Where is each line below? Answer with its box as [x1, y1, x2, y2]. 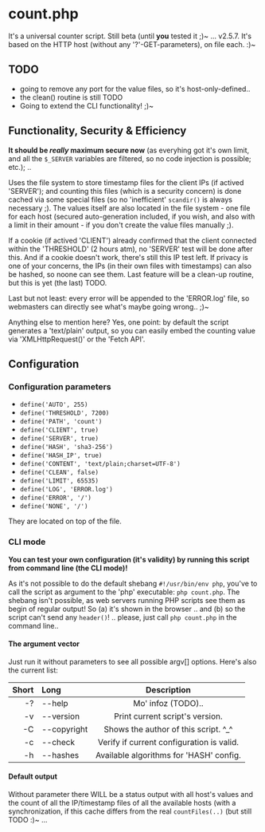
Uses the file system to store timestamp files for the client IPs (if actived [8, 177, 244, 187]
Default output [8, 771, 58, 782]
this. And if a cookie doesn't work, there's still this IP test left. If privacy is [8, 252, 248, 262]
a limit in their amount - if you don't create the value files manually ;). [8, 220, 234, 230]
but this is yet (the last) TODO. [8, 278, 107, 287]
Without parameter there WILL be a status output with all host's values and [8, 789, 253, 798]
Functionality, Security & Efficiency [8, 124, 187, 138]
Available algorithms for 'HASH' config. [95, 749, 241, 760]
